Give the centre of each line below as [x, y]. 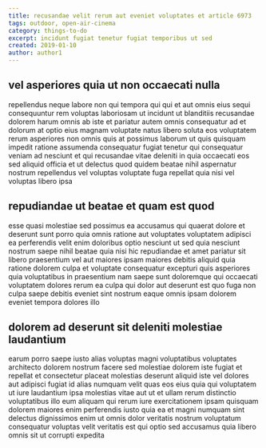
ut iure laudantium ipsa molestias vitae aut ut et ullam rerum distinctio [123, 393]
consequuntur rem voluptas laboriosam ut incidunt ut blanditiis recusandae [131, 113]
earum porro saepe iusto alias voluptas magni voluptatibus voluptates [123, 359]
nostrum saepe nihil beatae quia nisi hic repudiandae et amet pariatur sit [127, 251]
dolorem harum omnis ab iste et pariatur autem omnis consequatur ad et [127, 122]
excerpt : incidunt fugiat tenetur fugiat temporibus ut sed [111, 38]
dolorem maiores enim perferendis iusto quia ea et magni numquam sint [127, 410]
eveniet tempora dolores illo [54, 302]
